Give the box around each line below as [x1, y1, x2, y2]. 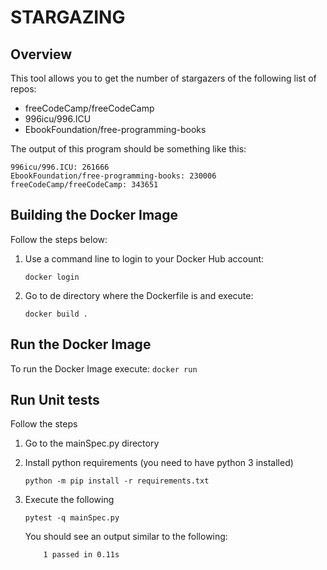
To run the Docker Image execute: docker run [10, 362, 198, 375]
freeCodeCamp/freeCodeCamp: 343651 [10, 180, 159, 190]
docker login [24, 272, 80, 282]
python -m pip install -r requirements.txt [24, 476, 210, 486]
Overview [10, 46, 73, 63]
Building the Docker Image [10, 207, 179, 224]
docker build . [24, 309, 89, 319]
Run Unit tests [10, 392, 100, 409]
